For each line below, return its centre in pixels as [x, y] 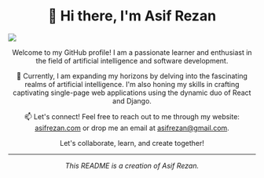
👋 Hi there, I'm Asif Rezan [132, 16]
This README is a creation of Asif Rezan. [132, 165]
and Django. [132, 100]
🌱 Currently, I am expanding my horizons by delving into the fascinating [132, 76]
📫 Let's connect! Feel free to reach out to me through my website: [132, 116]
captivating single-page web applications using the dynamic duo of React [132, 93]
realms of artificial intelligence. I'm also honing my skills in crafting [132, 84]
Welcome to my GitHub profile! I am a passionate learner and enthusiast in [132, 52]
